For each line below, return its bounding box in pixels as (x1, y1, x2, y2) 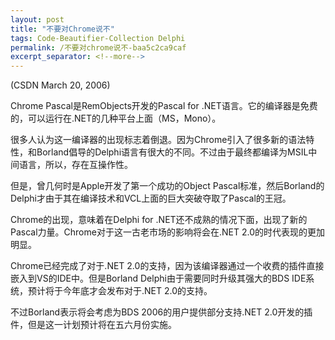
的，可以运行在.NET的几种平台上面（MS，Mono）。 (10, 112, 222, 125)
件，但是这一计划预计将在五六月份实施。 (10, 319, 177, 331)
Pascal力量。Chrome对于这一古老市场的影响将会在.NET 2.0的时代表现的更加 (10, 226, 325, 238)
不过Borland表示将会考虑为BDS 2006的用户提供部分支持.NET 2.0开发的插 (10, 306, 313, 318)
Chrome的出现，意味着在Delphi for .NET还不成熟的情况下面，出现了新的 (10, 214, 308, 226)
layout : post (10, 14, 65, 25)
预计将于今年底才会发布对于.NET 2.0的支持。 (27, 285, 213, 297)
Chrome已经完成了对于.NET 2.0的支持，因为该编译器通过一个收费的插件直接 (10, 260, 325, 272)
